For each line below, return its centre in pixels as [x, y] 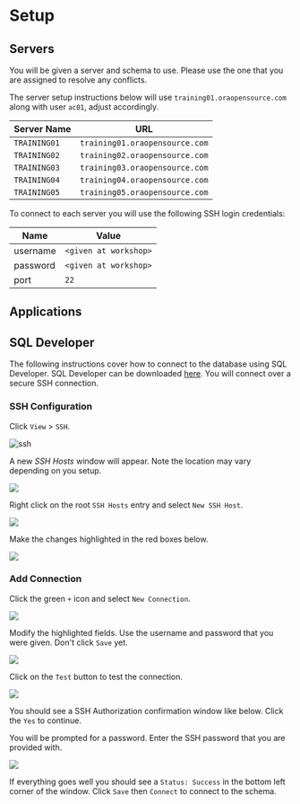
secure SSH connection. [54, 384]
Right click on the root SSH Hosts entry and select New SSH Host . [126, 505]
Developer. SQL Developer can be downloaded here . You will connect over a [150, 374]
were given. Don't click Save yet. [69, 642]
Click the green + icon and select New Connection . [100, 598]
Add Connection [46, 579]
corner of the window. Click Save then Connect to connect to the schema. [143, 791]
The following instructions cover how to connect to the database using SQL [148, 364]
